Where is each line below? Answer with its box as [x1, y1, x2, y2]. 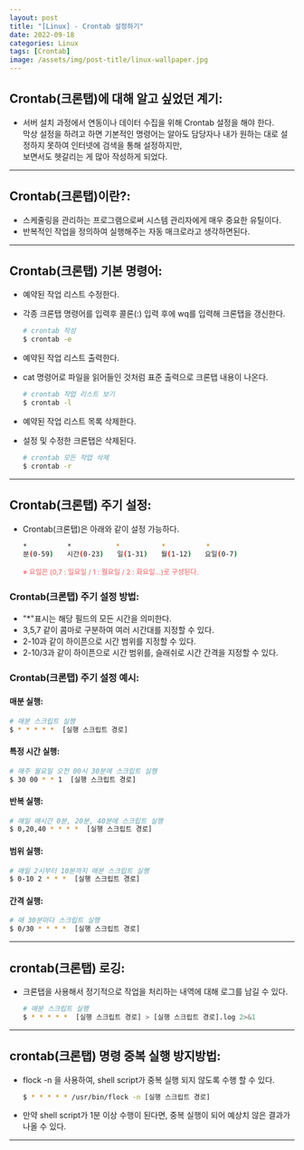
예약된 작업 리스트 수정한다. [22, 289, 120, 300]
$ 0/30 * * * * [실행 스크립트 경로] [9, 924, 140, 934]
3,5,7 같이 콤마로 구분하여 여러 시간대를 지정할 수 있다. [22, 624, 214, 635]
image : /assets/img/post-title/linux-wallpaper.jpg [9, 55, 208, 64]
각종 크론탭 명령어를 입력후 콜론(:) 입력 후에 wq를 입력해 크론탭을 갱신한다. [22, 308, 286, 319]
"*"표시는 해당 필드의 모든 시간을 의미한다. [22, 613, 172, 624]
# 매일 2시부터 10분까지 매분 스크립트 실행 [9, 866, 149, 875]
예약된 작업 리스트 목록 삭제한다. [22, 415, 137, 426]
